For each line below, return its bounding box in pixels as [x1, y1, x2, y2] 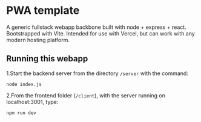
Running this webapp [6, 53, 88, 64]
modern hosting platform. [6, 36, 70, 43]
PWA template [6, 4, 80, 17]
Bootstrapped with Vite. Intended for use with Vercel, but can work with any [6, 29, 195, 37]
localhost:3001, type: [6, 98, 59, 105]
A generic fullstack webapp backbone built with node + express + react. [6, 23, 186, 31]
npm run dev [6, 109, 36, 116]
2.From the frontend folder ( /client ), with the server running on [6, 91, 165, 99]
